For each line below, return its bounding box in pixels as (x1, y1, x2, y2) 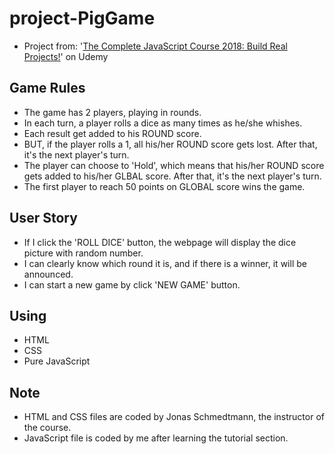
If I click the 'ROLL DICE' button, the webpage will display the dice (23, 236, 297, 248)
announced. (23, 268, 74, 280)
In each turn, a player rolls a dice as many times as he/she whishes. (23, 117, 303, 129)
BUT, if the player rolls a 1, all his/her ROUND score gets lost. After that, (23, 138, 318, 150)
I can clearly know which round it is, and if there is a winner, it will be (23, 257, 307, 269)
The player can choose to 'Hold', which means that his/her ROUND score (23, 159, 325, 171)
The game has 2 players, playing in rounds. (23, 106, 202, 118)
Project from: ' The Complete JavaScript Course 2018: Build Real (23, 40, 288, 52)
